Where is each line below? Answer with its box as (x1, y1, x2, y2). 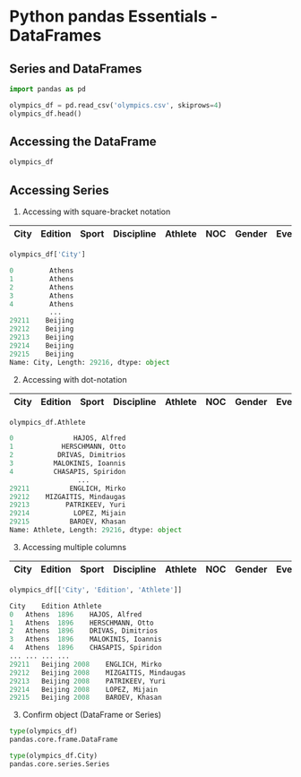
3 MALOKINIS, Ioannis (9, 459, 126, 468)
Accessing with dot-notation (21, 374, 127, 384)
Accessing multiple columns (21, 541, 127, 552)
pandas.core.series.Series (9, 759, 110, 768)
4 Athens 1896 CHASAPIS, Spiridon (9, 643, 163, 652)
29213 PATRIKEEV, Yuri (9, 500, 126, 510)
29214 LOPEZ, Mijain (9, 509, 126, 518)
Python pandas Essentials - (9, 6, 218, 27)
